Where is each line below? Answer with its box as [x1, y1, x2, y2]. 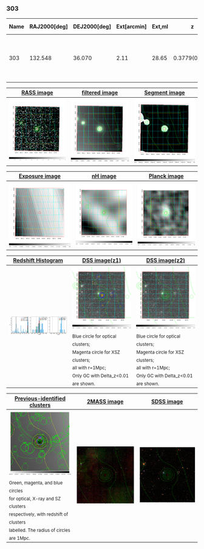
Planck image [148, 172, 184, 180]
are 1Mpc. [8, 535, 30, 541]
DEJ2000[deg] [72, 23, 111, 30]
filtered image [81, 89, 118, 97]
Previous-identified [14, 395, 66, 402]
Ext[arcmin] [116, 23, 147, 30]
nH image [91, 172, 117, 180]
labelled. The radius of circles [8, 527, 71, 533]
